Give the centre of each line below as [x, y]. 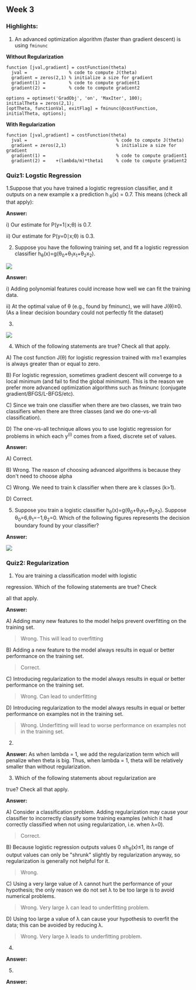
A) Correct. [20, 458]
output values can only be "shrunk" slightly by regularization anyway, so [93, 855]
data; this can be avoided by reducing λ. [55, 925]
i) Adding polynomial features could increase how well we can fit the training [98, 289]
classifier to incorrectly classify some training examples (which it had [89, 818]
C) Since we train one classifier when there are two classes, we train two [94, 405]
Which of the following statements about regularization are [85, 778]
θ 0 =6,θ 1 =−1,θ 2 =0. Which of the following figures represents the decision [102, 519]
